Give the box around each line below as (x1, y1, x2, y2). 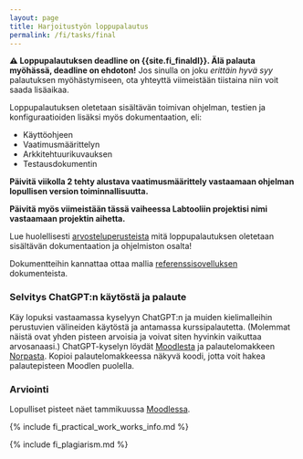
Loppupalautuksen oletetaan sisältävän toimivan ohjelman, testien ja (9, 102, 266, 113)
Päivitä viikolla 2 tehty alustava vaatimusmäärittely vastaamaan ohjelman (9, 176, 295, 187)
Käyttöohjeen (22, 130, 74, 141)
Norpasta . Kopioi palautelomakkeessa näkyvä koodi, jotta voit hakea (9, 350, 266, 361)
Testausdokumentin (22, 159, 98, 170)
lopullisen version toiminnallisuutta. (9, 186, 149, 197)
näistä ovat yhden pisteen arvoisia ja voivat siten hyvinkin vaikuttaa (9, 330, 262, 342)
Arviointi (9, 382, 49, 395)
